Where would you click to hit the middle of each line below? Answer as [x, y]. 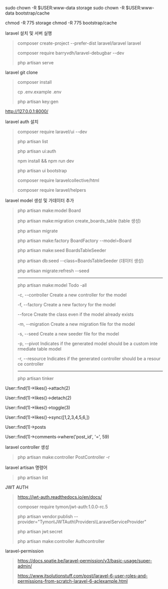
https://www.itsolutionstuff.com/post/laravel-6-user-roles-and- [82, 576]
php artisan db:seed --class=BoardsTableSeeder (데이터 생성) [80, 261]
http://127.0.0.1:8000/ [27, 111]
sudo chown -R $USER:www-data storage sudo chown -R [65, 8]
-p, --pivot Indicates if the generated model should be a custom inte [87, 343]
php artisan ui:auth [37, 151]
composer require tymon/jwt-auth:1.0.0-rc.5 [63, 507]
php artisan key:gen [38, 101]
